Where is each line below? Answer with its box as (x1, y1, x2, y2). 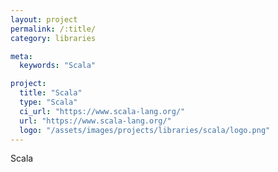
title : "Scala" (19, 88, 83, 98)
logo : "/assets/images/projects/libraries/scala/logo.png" (19, 125, 271, 135)
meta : (10, 51, 33, 61)
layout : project (10, 14, 78, 25)
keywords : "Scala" (19, 61, 97, 71)
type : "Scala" (19, 97, 78, 107)
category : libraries (10, 33, 97, 43)
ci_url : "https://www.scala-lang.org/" (19, 106, 186, 116)
